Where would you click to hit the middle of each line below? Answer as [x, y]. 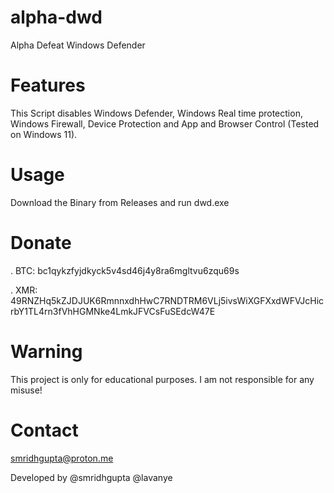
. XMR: [24, 290]
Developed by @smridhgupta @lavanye [91, 477]
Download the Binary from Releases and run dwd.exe [120, 202]
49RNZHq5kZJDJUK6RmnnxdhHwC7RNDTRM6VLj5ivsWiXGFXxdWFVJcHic [167, 300]
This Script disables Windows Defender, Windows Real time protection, [156, 113]
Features [48, 85]
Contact [44, 430]
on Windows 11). [44, 134]
